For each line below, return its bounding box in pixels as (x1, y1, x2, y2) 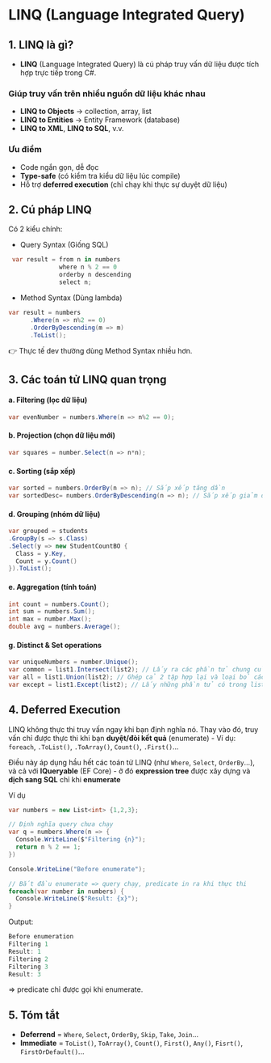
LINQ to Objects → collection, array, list (19, 107, 152, 116)
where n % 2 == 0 (59, 263, 117, 272)
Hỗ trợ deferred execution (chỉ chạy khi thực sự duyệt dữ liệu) (19, 180, 227, 189)
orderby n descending (59, 271, 131, 279)
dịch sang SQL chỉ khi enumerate (8, 774, 121, 784)
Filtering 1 (8, 940, 48, 948)
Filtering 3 (8, 963, 48, 971)
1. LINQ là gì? (8, 38, 74, 52)
